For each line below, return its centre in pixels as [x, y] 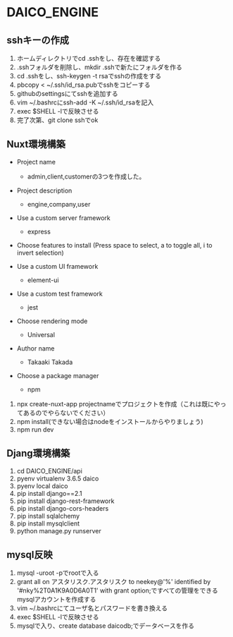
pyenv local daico [42, 486]
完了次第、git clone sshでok [57, 120]
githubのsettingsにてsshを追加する [67, 93]
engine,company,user [59, 204]
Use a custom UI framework [57, 266]
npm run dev [35, 429]
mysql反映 [30, 555]
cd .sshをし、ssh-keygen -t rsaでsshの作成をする [89, 76]
